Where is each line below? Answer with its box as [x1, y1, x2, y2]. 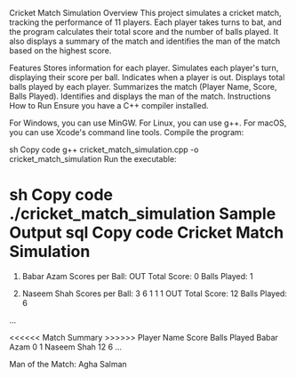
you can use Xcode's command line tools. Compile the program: [9, 127, 244, 137]
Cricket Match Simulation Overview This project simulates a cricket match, [9, 8, 282, 18]
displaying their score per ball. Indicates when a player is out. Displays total [9, 72, 285, 83]
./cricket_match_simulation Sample [9, 204, 276, 224]
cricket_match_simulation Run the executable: [9, 154, 177, 164]
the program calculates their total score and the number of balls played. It [9, 27, 278, 36]
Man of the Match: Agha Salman [9, 358, 127, 369]
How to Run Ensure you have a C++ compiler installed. [9, 101, 209, 110]
